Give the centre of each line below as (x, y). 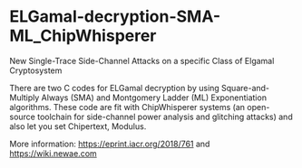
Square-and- (245, 88)
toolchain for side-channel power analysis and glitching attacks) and (165, 117)
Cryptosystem (36, 70)
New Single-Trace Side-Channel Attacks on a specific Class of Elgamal (142, 61)
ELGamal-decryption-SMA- (115, 17)
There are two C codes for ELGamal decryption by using (114, 88)
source (23, 117)
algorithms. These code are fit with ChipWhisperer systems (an (127, 107)
